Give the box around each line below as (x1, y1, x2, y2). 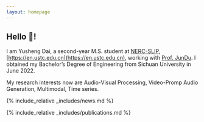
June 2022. (6, 67, 35, 74)
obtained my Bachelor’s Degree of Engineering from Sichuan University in (6, 60, 191, 68)
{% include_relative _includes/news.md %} (6, 97, 114, 104)
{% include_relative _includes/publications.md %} (6, 109, 131, 117)
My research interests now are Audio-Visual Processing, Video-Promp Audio (6, 79, 199, 86)
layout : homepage (6, 9, 51, 15)
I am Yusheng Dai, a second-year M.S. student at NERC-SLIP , (6, 48, 161, 55)
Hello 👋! (6, 32, 37, 42)
